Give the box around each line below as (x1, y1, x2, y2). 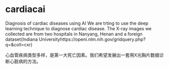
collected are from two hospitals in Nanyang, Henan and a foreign (5, 31, 143, 37)
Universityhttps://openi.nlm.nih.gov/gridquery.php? (39, 36, 146, 42)
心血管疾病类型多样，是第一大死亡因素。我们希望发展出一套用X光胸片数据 (5, 52, 160, 58)
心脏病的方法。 (9, 58, 41, 64)
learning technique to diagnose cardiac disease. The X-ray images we (5, 25, 152, 31)
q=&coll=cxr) (5, 41, 32, 47)
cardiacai (5, 4, 46, 15)
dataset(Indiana (5, 36, 38, 42)
